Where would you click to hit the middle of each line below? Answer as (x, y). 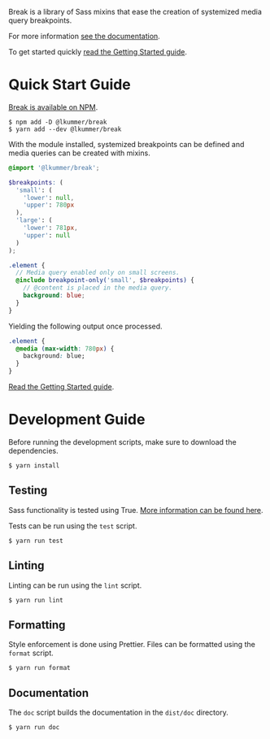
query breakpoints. (40, 20)
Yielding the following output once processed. (85, 326)
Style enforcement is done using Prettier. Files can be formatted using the (132, 645)
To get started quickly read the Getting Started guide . (98, 52)
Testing (28, 491)
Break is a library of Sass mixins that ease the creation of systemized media (135, 12)
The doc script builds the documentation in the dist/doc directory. (119, 713)
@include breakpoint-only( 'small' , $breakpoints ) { (105, 280)
